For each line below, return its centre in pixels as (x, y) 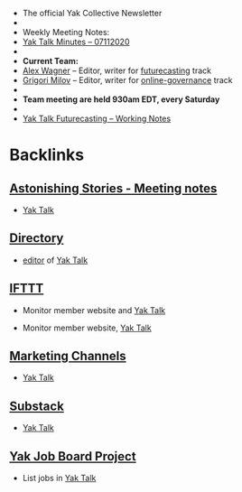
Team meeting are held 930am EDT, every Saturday (121, 99)
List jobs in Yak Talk (59, 478)
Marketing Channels (68, 356)
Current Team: (50, 61)
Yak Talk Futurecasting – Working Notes (97, 118)
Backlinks (47, 155)
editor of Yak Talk (55, 260)
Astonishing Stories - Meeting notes (113, 188)
